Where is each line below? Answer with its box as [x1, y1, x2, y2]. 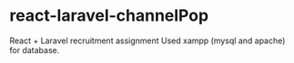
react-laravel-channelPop [9, 5, 209, 26]
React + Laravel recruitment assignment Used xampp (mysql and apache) [9, 35, 286, 46]
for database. [9, 44, 60, 55]
